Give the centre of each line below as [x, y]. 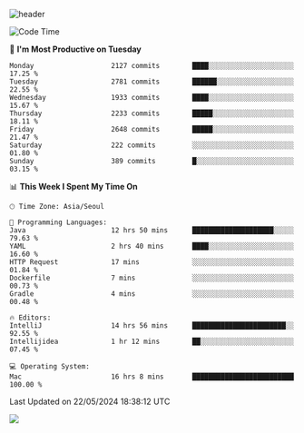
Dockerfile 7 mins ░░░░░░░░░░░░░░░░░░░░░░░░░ [152, 278]
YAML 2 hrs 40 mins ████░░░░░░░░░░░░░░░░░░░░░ [152, 246]
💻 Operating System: [50, 367]
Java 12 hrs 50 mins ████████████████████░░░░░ [152, 231]
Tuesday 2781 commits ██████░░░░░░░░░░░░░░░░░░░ [152, 82]
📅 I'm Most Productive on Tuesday [76, 49]
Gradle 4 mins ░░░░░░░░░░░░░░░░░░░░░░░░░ [152, 294]
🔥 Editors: [30, 318]
